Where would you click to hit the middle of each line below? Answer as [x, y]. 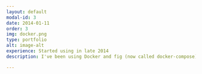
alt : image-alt [25, 46]
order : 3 [17, 29]
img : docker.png [26, 34]
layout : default [26, 12]
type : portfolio [26, 40]
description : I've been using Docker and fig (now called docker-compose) [102, 57]
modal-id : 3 [21, 17]
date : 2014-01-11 [28, 23]
